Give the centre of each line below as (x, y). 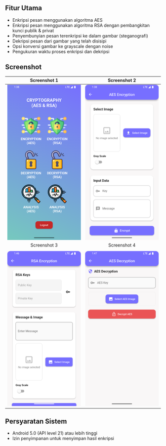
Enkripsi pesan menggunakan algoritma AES (57, 20)
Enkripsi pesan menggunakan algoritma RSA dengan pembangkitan (81, 25)
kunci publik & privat (33, 30)
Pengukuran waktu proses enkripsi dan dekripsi (61, 51)
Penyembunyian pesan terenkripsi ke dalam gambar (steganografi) (80, 36)
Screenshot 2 (122, 81)
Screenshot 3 (44, 245)
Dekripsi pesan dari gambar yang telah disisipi (59, 41)
